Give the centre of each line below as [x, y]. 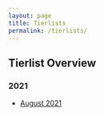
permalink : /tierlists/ [48, 30]
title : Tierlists [37, 23]
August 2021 [41, 103]
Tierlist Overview [52, 63]
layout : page [30, 16]
